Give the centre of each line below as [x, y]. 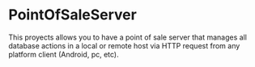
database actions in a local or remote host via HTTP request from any [124, 45]
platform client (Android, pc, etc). [64, 54]
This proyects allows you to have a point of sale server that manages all [127, 37]
